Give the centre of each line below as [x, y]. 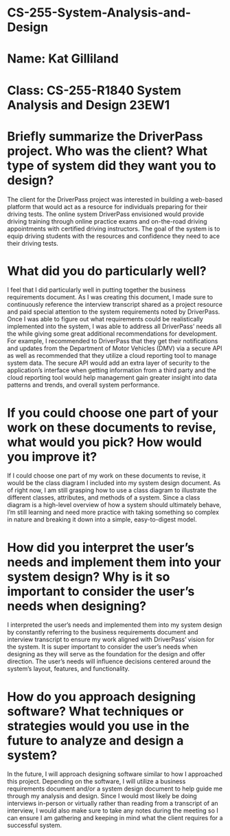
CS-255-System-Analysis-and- [99, 13]
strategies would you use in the [99, 726]
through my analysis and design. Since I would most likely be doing [102, 796]
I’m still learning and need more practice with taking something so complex [113, 512]
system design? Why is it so [89, 577]
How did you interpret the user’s [101, 547]
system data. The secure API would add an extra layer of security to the [108, 363]
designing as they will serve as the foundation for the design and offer [106, 654]
